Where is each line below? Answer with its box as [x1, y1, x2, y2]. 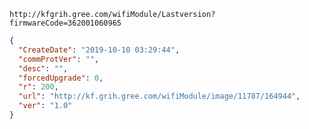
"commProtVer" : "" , [18, 54, 100, 64]
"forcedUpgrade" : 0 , [18, 73, 104, 83]
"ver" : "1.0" [18, 101, 73, 111]
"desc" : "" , [18, 63, 69, 74]
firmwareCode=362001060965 [9, 18, 122, 28]
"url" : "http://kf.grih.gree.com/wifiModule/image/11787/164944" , [18, 91, 301, 102]
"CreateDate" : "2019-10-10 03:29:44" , [18, 45, 181, 55]
